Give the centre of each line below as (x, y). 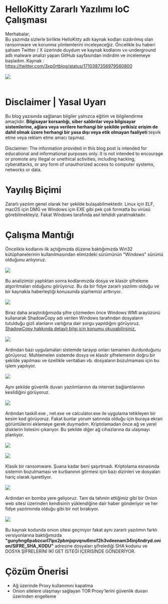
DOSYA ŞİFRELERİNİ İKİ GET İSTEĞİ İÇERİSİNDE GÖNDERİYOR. (70, 551)
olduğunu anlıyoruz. (26, 259)
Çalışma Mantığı (40, 235)
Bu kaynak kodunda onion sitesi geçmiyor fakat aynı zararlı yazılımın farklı (81, 529)
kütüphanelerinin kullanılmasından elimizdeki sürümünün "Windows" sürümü (84, 254)
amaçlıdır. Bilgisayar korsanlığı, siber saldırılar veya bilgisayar (70, 121)
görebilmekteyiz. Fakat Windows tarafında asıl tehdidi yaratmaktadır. (76, 215)
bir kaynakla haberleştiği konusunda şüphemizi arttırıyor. (63, 291)
